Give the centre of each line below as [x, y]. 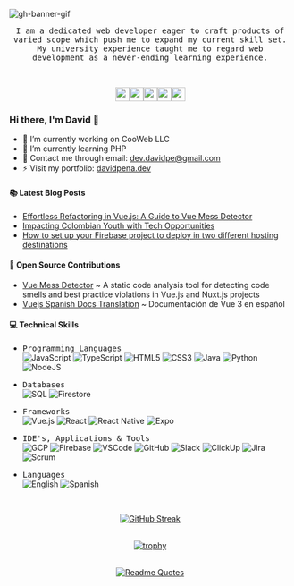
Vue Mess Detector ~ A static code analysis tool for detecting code [146, 285]
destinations [45, 244]
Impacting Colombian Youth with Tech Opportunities [118, 225]
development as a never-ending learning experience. [150, 58]
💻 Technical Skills [44, 325]
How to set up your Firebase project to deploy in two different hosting [150, 235]
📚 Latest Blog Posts [47, 192]
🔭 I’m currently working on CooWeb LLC [96, 140]
